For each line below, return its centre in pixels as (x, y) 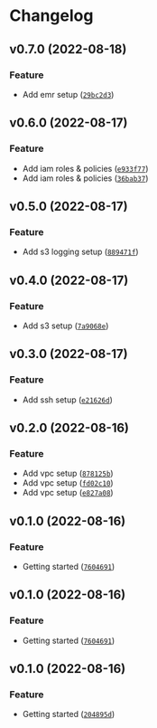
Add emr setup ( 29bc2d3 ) (68, 94)
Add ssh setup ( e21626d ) (67, 400)
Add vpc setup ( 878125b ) (68, 473)
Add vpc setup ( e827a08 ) (68, 493)
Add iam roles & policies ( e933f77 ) (85, 168)
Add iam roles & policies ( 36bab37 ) (85, 178)
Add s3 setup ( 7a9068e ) (65, 326)
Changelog (51, 16)
